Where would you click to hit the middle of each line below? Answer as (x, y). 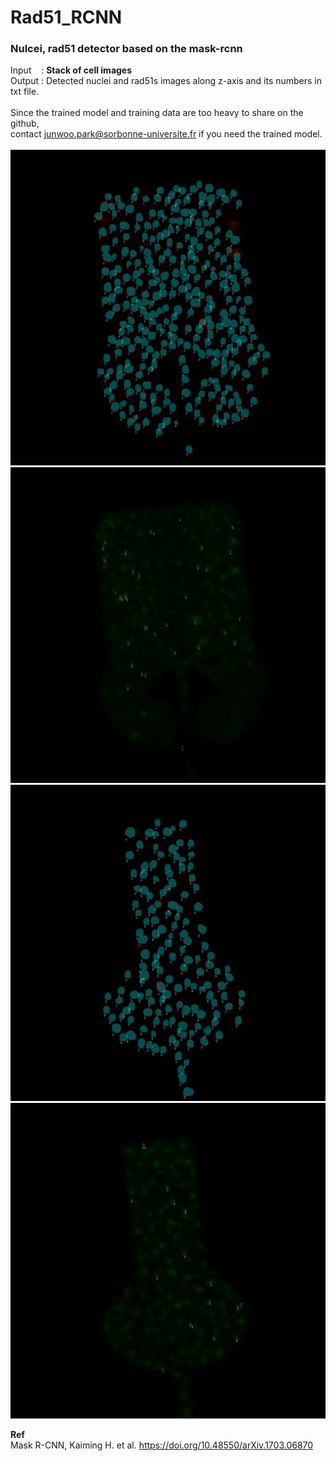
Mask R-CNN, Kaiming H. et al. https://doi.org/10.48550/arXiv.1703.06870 (162, 1445)
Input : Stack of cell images (71, 70)
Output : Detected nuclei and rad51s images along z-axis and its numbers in (166, 81)
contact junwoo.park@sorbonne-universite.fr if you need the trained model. (166, 134)
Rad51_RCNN (66, 17)
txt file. (25, 92)
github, (25, 123)
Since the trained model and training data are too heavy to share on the (157, 113)
